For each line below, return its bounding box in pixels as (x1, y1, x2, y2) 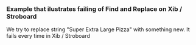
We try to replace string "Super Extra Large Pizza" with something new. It (6, 26, 190, 33)
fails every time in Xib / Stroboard (6, 32, 90, 40)
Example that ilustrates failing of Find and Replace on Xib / (6, 5, 183, 13)
